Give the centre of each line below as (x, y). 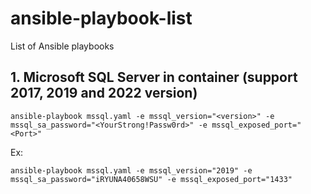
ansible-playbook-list (101, 18)
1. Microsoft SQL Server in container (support (154, 77)
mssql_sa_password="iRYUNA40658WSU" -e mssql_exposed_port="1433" (151, 179)
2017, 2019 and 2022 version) (104, 93)
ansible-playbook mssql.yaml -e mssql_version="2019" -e (131, 170)
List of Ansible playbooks (62, 46)
